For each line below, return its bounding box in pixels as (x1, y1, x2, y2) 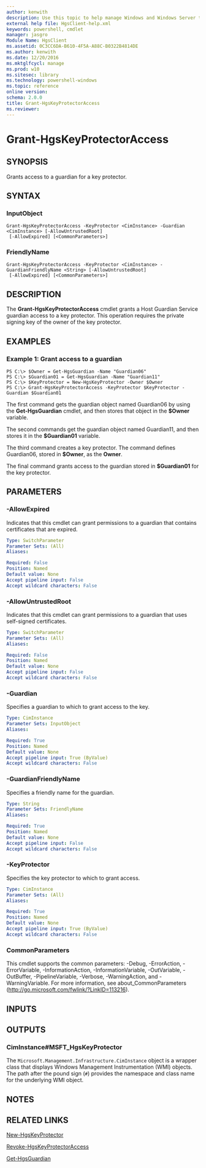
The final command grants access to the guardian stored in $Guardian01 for (6, 462, 199, 470)
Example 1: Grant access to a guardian (6, 354, 123, 363)
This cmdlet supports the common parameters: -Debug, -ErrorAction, (6, 960, 182, 968)
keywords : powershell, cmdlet (6, 26, 84, 32)
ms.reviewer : (6, 105, 40, 112)
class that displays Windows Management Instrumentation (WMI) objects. (6, 1063, 193, 1071)
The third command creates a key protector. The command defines (6, 444, 176, 451)
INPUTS (6, 1004, 37, 1014)
